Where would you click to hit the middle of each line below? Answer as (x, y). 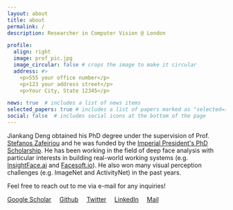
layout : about (28, 14)
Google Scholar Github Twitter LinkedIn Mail (83, 199)
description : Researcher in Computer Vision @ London (87, 33)
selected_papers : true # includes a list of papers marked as (99, 110)
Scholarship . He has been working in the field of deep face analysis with (110, 150)
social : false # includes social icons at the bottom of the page (107, 116)
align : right (32, 52)
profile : (20, 46)
